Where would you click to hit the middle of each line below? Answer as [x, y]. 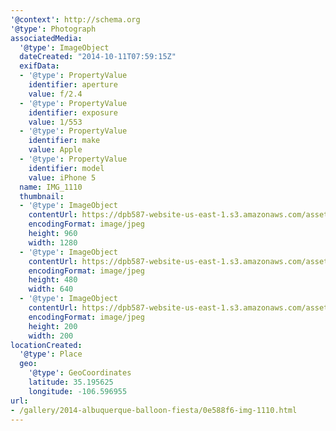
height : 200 [53, 326]
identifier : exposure [73, 112]
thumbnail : [42, 196]
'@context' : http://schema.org [75, 19]
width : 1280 [53, 242]
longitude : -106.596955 [78, 391]
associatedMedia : [46, 38]
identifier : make [64, 141]
